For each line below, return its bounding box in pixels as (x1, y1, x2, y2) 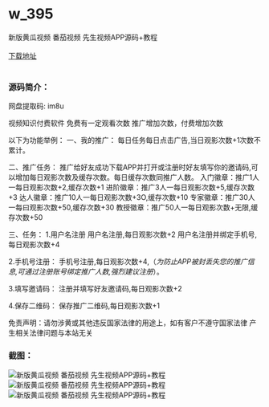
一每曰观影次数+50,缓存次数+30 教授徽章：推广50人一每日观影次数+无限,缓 (8, 202, 259, 213)
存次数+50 (8, 213, 43, 222)
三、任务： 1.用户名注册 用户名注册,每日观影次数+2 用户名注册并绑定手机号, (8, 230, 257, 239)
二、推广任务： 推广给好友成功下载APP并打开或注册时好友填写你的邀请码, (8, 162, 251, 173)
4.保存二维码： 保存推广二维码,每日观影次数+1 (8, 301, 161, 311)
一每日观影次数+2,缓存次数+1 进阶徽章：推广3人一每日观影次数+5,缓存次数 (8, 182, 255, 193)
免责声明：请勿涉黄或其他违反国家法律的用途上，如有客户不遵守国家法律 (8, 318, 247, 328)
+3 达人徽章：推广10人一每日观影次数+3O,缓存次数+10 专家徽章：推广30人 (8, 193, 255, 202)
